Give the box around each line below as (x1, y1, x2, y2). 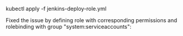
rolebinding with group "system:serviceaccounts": (5, 23, 132, 30)
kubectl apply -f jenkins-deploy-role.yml (5, 5, 107, 12)
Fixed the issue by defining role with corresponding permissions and (5, 17, 178, 23)
